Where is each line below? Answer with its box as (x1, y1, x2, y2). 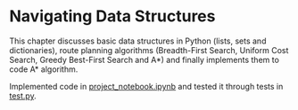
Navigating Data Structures (9, 6, 216, 27)
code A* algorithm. (9, 64, 79, 75)
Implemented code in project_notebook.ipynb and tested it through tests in (9, 81, 284, 91)
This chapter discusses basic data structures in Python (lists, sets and (9, 35, 267, 46)
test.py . (9, 90, 37, 101)
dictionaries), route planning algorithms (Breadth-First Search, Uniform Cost (9, 44, 289, 55)
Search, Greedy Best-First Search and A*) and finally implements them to (9, 54, 279, 65)
